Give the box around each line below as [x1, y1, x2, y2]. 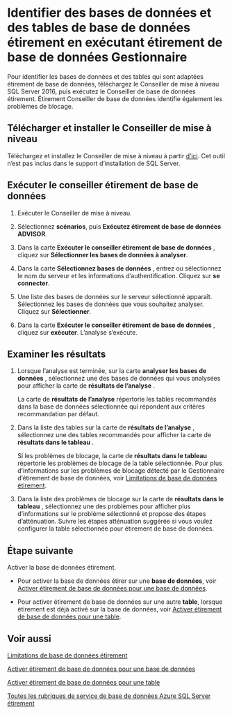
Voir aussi [7, 632, 51, 644]
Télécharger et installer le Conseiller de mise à [7, 122, 212, 134]
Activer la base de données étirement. [7, 563, 117, 572]
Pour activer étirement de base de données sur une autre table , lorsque [17, 598, 223, 606]
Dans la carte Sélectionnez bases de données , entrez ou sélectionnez [17, 264, 222, 273]
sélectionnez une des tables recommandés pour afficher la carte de [17, 431, 212, 439]
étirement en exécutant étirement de [7, 35, 223, 50]
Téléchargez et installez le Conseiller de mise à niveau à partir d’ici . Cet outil [7, 151, 226, 160]
